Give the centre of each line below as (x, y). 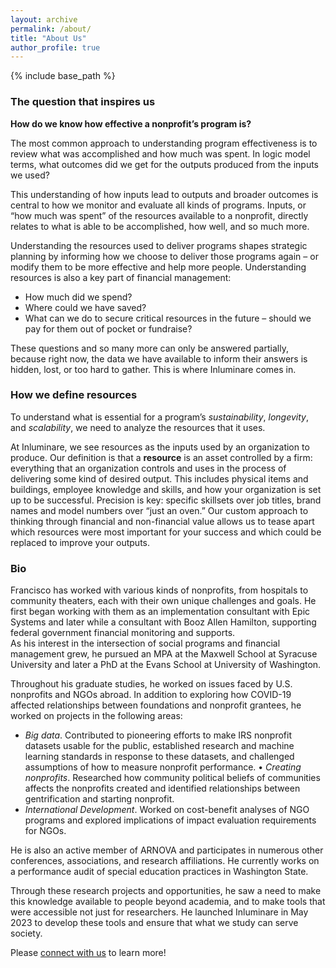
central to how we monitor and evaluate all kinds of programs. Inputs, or (158, 205)
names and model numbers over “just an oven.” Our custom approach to (159, 510)
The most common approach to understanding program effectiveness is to (164, 143)
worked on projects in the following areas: (96, 716)
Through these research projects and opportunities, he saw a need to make (166, 891)
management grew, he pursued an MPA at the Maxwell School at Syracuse (164, 654)
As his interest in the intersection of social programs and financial (145, 643)
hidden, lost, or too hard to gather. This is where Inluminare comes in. (153, 369)
